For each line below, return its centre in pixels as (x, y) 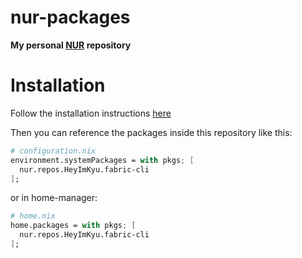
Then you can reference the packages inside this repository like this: (151, 132)
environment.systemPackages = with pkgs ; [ (102, 160)
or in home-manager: (54, 198)
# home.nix (33, 216)
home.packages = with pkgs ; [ (73, 226)
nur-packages (70, 17)
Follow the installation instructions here (91, 113)
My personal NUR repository (71, 45)
